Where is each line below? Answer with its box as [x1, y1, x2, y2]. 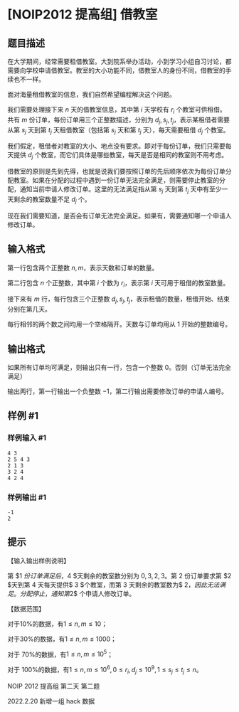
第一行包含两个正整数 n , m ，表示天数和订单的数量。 [7, 263, 159, 272]
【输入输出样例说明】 [7, 556, 70, 565]
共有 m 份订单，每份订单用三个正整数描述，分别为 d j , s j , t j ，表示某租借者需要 [7, 115, 230, 125]
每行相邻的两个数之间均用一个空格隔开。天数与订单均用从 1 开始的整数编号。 [7, 320, 232, 329]
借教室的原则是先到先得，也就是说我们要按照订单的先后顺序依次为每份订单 [7, 167, 225, 176]
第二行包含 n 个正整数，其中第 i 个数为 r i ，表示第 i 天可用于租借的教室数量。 [7, 278, 230, 289]
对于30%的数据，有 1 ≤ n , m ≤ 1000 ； [7, 634, 117, 643]
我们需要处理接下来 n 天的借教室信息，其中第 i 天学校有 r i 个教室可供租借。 [7, 105, 226, 115]
